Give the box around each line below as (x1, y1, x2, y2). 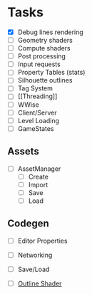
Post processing (17, 52, 66, 61)
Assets (7, 145, 39, 157)
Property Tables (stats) (17, 68, 86, 77)
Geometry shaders (17, 36, 73, 44)
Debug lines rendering (17, 28, 83, 36)
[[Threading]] (17, 92, 58, 100)
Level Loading (17, 116, 59, 125)
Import (28, 180, 48, 189)
